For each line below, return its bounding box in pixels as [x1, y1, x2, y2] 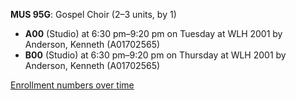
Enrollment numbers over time [10, 79, 135, 91]
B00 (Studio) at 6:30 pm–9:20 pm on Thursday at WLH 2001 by [24, 49, 287, 61]
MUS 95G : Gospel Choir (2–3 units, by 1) [10, 9, 177, 20]
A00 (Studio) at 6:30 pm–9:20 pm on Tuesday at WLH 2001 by [24, 28, 283, 39]
